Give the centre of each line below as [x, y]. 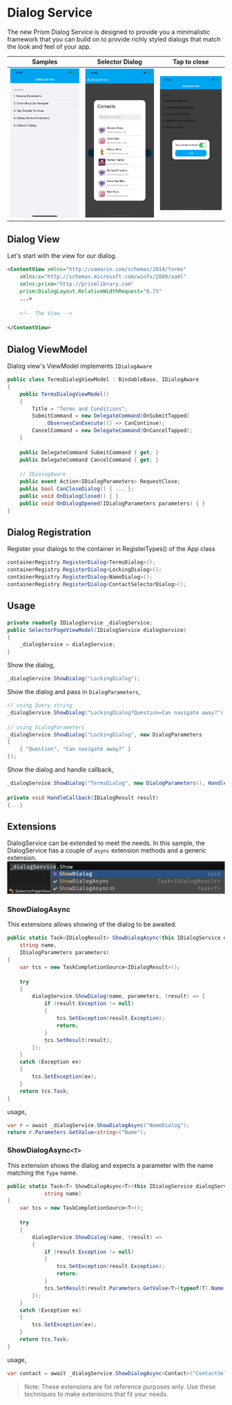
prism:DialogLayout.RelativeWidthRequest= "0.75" [91, 291]
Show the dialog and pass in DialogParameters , [74, 692]
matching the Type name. [42, 1173]
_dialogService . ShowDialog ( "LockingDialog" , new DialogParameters [105, 734]
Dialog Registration [49, 533]
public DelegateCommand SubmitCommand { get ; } [89, 452]
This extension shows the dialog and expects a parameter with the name [110, 1165]
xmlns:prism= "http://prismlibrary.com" [77, 284]
